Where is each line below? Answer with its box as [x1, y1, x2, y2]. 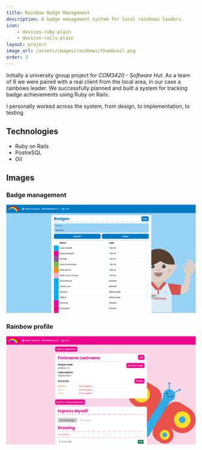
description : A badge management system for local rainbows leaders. [6, 16, 185, 22]
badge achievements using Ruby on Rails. [6, 90, 110, 98]
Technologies [6, 127, 59, 137]
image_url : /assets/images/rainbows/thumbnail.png [6, 48, 136, 54]
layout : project [6, 42, 47, 48]
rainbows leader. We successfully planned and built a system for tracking [6, 84, 188, 92]
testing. [6, 109, 25, 116]
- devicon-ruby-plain [17, 29, 71, 35]
